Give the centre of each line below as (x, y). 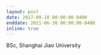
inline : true (23, 28)
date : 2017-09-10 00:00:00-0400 (47, 17)
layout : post (23, 12)
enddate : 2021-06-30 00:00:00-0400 (51, 23)
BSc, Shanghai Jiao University (44, 45)
